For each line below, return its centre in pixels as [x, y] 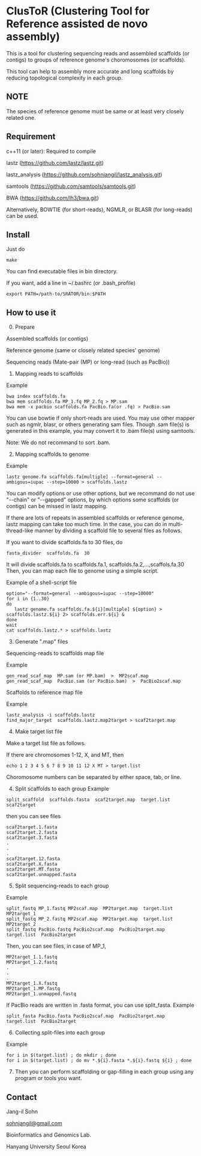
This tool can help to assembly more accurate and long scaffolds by [90, 71]
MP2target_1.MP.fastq [33, 989]
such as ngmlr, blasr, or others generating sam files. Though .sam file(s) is [98, 424]
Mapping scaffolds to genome [52, 454]
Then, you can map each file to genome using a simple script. [82, 571]
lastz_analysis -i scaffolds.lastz [51, 715]
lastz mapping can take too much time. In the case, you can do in [87, 524]
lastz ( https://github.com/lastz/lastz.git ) [55, 163]
